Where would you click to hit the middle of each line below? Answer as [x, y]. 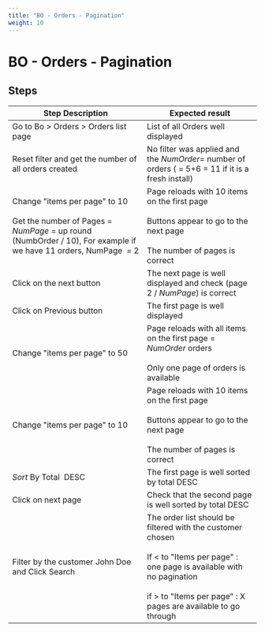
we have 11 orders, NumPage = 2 [76, 251]
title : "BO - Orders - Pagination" [67, 15]
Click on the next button [56, 283]
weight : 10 [26, 23]
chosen [161, 537]
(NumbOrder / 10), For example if [74, 240]
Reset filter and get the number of [75, 158]
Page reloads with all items [196, 328]
